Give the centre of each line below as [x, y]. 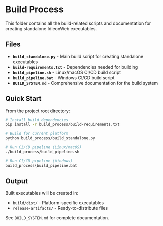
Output [16, 181]
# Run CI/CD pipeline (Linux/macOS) [43, 147]
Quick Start [23, 99]
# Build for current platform [37, 134]
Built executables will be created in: [42, 193]
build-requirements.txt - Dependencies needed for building [75, 67]
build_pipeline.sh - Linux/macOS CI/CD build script [67, 72]
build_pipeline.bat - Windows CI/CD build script [63, 77]
